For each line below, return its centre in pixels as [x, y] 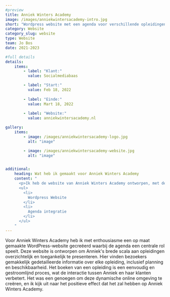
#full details [20, 57]
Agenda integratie [47, 212]
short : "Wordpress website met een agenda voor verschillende [72, 24]
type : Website [20, 39]
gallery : [14, 128]
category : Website [25, 29]
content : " [26, 179]
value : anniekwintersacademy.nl [62, 118]
